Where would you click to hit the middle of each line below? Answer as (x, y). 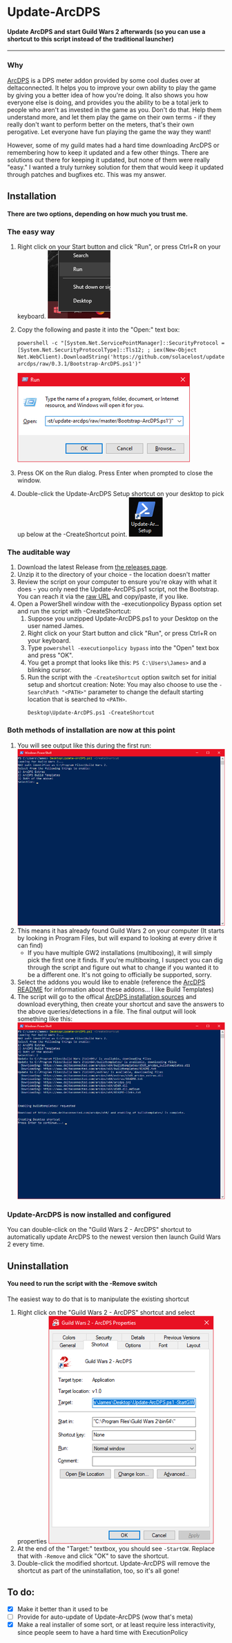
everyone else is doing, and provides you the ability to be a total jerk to (108, 102)
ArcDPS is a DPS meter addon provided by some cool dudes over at (104, 80)
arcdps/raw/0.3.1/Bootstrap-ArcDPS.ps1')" (79, 363)
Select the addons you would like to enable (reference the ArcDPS (111, 982)
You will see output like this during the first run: (84, 745)
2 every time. (26, 1244)
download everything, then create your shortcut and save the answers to (120, 1004)
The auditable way (39, 552)
